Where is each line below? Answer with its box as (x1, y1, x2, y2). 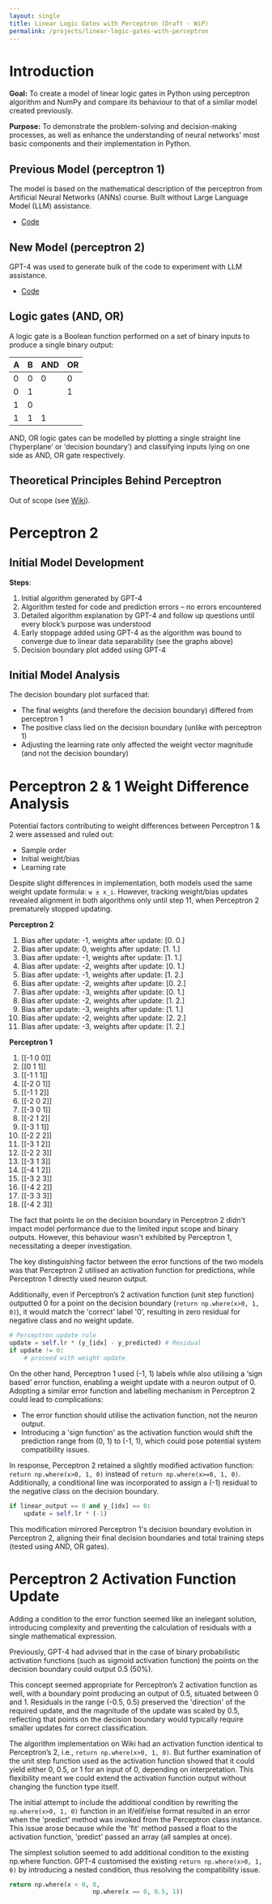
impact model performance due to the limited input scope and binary (9, 1224, 239, 1233)
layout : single (9, 11, 61, 20)
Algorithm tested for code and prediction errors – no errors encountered (20, 602, 261, 611)
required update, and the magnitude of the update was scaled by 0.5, (9, 1705, 240, 1715)
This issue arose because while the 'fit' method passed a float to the (9, 1823, 238, 1833)
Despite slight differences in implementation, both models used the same (9, 878, 253, 888)
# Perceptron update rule (9, 1332, 96, 1340)
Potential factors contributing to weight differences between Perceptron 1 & (9, 821, 261, 831)
